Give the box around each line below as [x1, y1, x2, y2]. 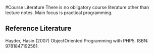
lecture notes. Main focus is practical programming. [5, 10, 113, 16]
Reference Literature [5, 24, 72, 33]
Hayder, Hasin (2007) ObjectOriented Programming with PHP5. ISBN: [5, 37, 149, 43]
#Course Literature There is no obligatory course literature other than [5, 5, 149, 10]
